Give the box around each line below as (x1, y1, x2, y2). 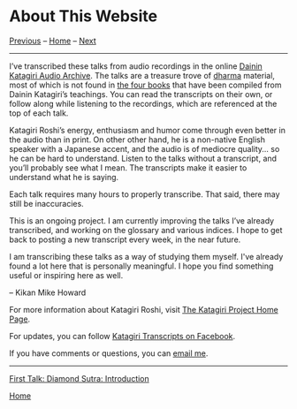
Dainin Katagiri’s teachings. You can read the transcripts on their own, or (9, 88, 273, 99)
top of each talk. (9, 108, 69, 118)
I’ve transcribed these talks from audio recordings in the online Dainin (9, 60, 263, 72)
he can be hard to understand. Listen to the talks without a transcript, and (9, 153, 277, 163)
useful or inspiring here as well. (9, 269, 124, 280)
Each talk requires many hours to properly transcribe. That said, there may (9, 188, 280, 200)
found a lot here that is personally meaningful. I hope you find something (9, 261, 274, 271)
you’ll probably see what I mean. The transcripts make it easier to (9, 162, 247, 173)
